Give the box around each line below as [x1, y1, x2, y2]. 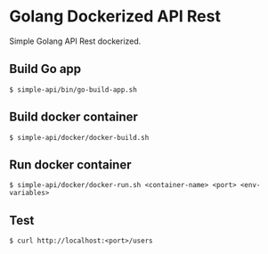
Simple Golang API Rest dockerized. [9, 36, 142, 46]
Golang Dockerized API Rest [9, 6, 221, 27]
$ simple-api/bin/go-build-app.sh [9, 85, 138, 94]
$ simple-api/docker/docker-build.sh [9, 133, 150, 142]
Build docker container [9, 110, 138, 125]
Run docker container [9, 157, 132, 172]
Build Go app [9, 61, 82, 77]
